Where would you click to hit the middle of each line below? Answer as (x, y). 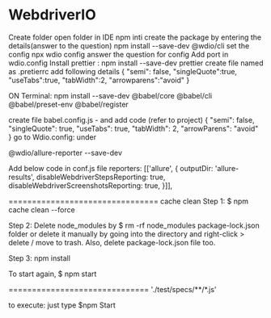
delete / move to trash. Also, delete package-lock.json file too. (112, 242)
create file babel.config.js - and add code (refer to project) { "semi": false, (131, 119)
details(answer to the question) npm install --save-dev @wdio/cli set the (129, 45)
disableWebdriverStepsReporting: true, (101, 177)
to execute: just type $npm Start (62, 305)
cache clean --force (42, 209)
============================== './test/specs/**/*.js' (112, 289)
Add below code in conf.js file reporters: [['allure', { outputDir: (111, 168)
